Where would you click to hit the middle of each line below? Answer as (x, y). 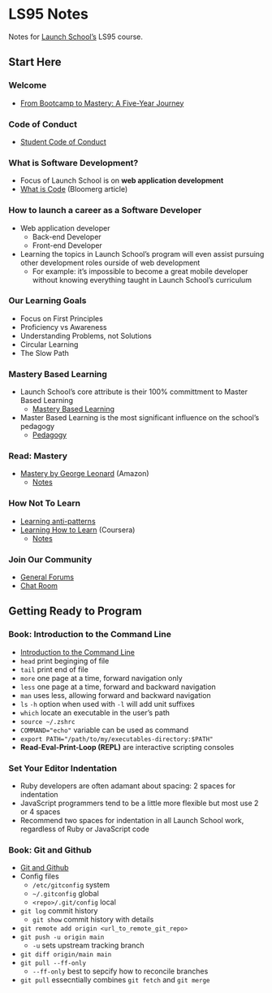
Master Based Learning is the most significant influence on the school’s (140, 418)
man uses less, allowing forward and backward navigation (115, 695)
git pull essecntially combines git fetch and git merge (115, 980)
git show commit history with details (93, 920)
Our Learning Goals (47, 301)
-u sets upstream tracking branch (88, 945)
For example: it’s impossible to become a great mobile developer (140, 271)
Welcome (28, 85)
